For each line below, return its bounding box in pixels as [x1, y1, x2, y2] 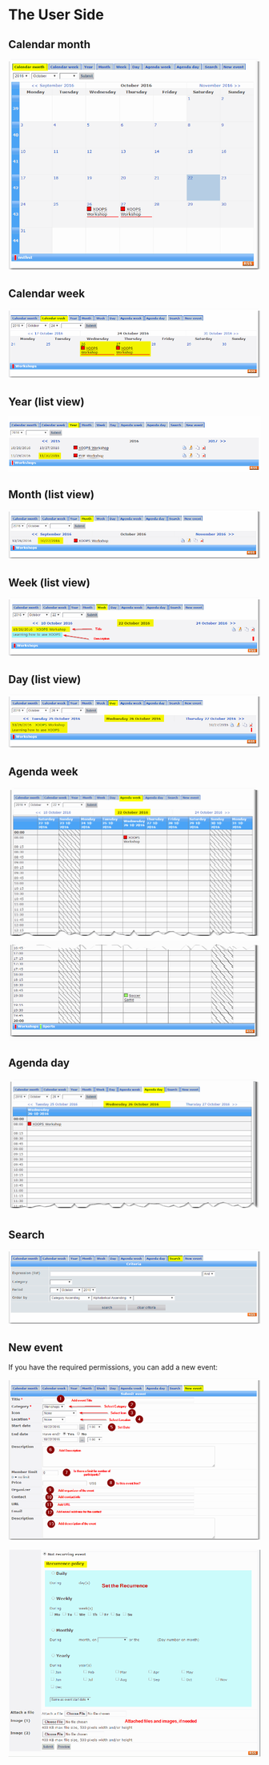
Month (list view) [8, 488, 94, 502]
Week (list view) [8, 576, 90, 589]
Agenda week [8, 764, 78, 779]
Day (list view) [8, 673, 82, 686]
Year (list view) [8, 395, 85, 408]
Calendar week [8, 287, 86, 301]
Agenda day [8, 1056, 70, 1070]
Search [8, 1228, 46, 1241]
